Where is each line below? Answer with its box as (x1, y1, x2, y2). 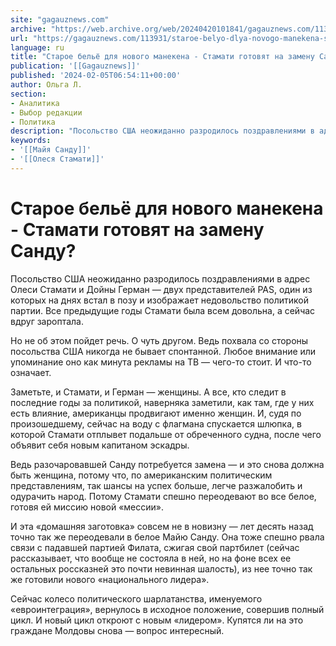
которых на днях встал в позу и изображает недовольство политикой (10, 294, 310, 306)
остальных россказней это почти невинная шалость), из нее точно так (10, 562, 313, 575)
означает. (10, 366, 52, 378)
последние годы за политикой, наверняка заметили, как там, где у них (10, 396, 315, 408)
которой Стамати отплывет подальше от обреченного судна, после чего (10, 428, 322, 440)
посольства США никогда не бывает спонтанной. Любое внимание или (10, 345, 317, 357)
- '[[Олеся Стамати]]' (10, 154, 105, 164)
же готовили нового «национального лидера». (10, 573, 210, 585)
